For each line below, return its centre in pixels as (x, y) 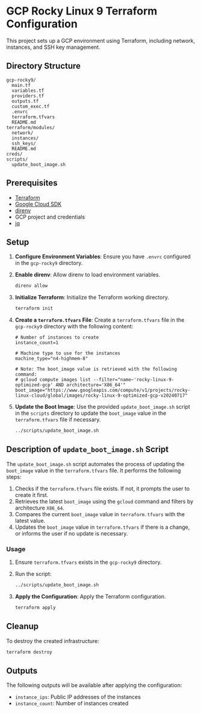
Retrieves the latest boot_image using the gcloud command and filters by (104, 501)
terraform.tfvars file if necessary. (58, 420)
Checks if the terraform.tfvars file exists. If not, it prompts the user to (102, 488)
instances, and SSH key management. (53, 47)
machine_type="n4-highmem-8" (51, 359)
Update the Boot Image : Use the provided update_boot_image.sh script (103, 407)
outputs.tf (25, 101)
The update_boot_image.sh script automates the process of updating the (95, 464)
